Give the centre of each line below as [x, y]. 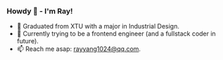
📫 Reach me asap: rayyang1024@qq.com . [79, 49]
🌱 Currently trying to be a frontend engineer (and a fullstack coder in [116, 33]
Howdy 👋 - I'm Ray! [40, 11]
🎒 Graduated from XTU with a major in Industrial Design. [98, 27]
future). [28, 41]
